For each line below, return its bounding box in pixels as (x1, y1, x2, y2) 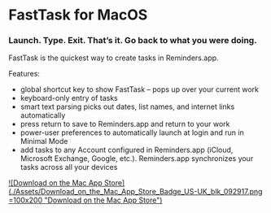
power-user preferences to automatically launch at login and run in (20, 128, 244, 137)
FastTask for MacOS (8, 6, 148, 24)
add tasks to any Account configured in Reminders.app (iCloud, (20, 145, 234, 155)
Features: (8, 69, 41, 79)
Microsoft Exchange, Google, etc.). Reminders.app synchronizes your (20, 154, 254, 163)
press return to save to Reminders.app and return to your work (20, 120, 230, 129)
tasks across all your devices (20, 163, 118, 172)
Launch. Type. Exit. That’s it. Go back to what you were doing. (8, 35, 258, 46)
